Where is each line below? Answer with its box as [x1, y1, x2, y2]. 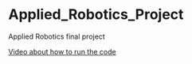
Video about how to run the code [8, 47, 117, 56]
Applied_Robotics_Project [8, 6, 184, 24]
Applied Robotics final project [8, 32, 105, 41]
